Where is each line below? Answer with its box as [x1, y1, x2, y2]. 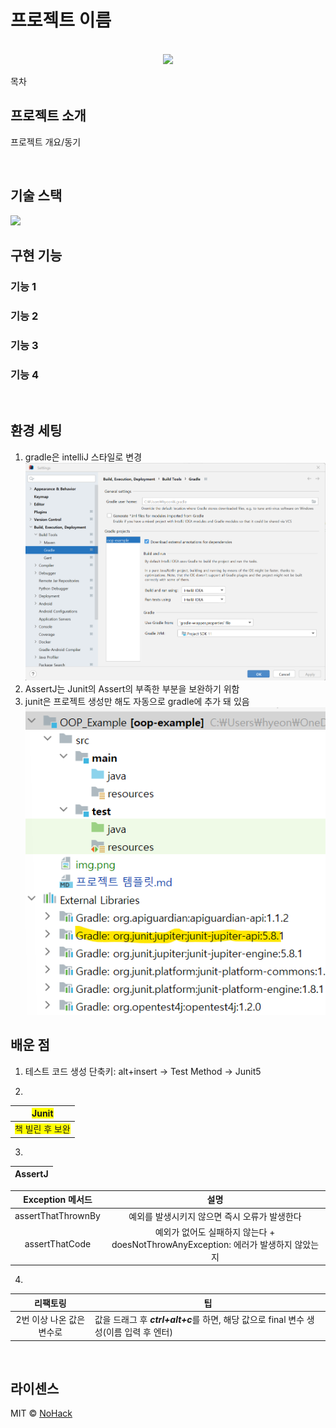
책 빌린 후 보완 [14, 1123, 71, 1135]
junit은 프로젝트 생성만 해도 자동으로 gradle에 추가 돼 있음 [24, 696, 250, 708]
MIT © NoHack [10, 1407, 73, 1420]
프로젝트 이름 [10, 9, 112, 32]
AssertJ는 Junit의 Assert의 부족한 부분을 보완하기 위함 [24, 683, 240, 695]
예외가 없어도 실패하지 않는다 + [154, 1226, 276, 1238]
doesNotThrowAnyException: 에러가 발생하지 [111, 1238, 293, 1250]
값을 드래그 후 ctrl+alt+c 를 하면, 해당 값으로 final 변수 [94, 1314, 305, 1325]
